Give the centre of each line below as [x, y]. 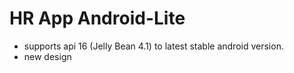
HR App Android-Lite [97, 18]
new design [47, 56]
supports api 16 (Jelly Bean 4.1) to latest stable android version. [153, 46]
